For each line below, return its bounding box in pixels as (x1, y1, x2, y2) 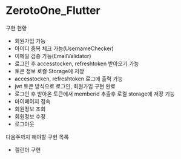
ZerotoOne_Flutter (5, 4, 100, 18)
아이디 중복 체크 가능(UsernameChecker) (14, 45, 114, 52)
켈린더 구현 (14, 146, 41, 153)
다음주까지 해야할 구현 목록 (5, 133, 69, 140)
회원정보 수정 (14, 112, 46, 120)
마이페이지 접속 (14, 97, 51, 105)
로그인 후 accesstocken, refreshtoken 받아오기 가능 (14, 60, 139, 67)
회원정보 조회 (14, 105, 46, 112)
